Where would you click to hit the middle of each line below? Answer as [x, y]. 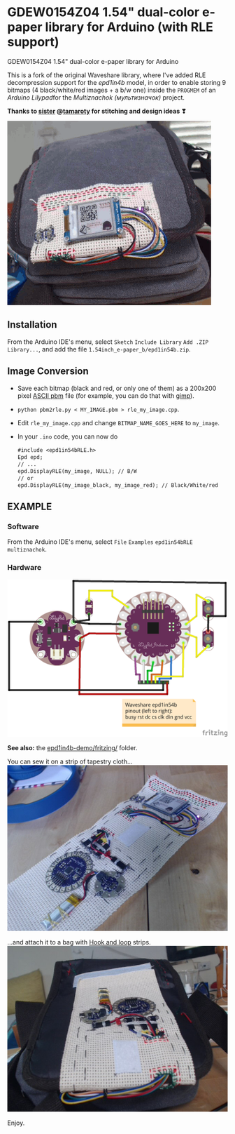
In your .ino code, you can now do [67, 436]
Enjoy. [16, 1123]
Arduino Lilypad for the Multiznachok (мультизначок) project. [96, 97]
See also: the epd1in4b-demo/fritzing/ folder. [72, 748]
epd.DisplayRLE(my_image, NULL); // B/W [77, 471]
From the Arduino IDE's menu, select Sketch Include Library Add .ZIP [108, 342]
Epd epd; [30, 457]
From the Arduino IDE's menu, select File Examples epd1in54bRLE [100, 542]
